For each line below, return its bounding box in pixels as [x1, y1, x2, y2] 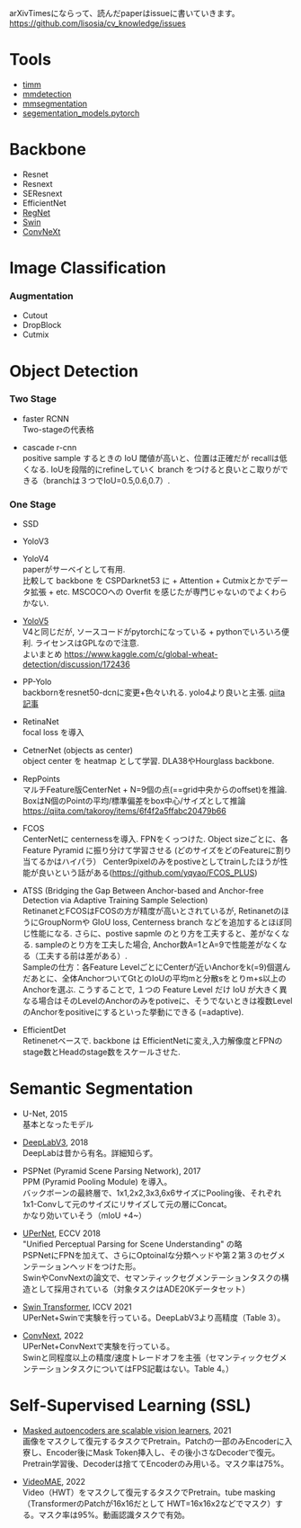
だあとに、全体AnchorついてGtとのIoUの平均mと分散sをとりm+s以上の [22, 973, 287, 984]
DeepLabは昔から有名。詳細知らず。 [22, 1148, 158, 1159]
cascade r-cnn [22, 441, 77, 452]
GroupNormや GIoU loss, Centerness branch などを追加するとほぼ [38, 917, 285, 928]
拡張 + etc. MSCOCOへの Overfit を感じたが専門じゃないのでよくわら [30, 587, 288, 598]
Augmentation [9, 289, 74, 302]
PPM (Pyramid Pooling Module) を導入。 [22, 1177, 173, 1187]
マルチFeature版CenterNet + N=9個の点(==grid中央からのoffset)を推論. [22, 785, 288, 795]
